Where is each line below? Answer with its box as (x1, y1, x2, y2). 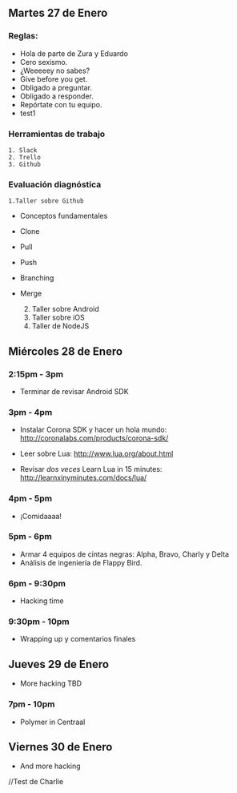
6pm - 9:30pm (8, 578, 66, 589)
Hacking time (19, 596, 64, 606)
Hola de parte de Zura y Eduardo (19, 48, 128, 58)
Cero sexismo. (19, 57, 68, 66)
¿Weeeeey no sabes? (19, 66, 90, 75)
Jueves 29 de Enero (8, 657, 110, 671)
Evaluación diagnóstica (8, 179, 102, 190)
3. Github (8, 160, 42, 168)
